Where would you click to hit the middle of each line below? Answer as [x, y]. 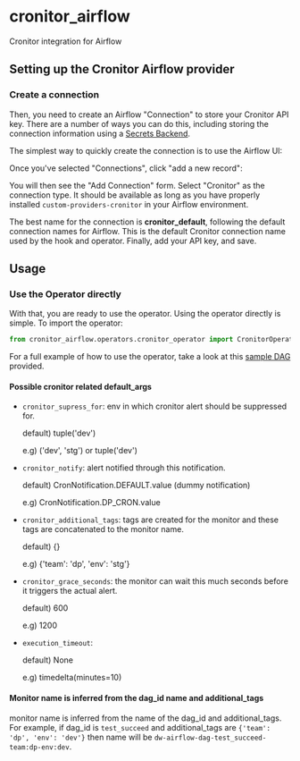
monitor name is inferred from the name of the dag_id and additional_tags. [146, 718]
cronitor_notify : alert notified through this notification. [124, 468]
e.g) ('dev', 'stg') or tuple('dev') [80, 451]
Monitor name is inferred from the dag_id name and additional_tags [137, 698]
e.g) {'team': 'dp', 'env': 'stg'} [76, 564]
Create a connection [54, 95]
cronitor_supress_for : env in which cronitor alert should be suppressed [154, 406]
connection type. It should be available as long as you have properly [135, 195]
